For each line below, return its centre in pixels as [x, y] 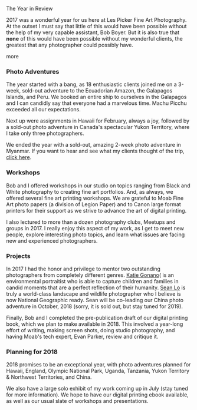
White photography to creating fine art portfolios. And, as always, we [90, 191]
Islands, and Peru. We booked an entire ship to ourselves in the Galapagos [96, 97]
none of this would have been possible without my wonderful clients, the [94, 39]
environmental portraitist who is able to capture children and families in [92, 281]
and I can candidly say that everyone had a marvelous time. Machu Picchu [96, 103]
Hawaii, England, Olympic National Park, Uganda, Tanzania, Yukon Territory [98, 371]
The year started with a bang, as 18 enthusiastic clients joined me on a [91, 84]
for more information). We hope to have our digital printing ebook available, [97, 395]
